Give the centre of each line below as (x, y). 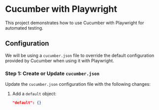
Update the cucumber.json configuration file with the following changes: (78, 84)
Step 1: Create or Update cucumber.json (52, 73)
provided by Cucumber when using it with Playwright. (60, 61)
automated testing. (24, 28)
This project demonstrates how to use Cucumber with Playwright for (75, 23)
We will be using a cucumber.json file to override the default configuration (80, 55)
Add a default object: (34, 94)
